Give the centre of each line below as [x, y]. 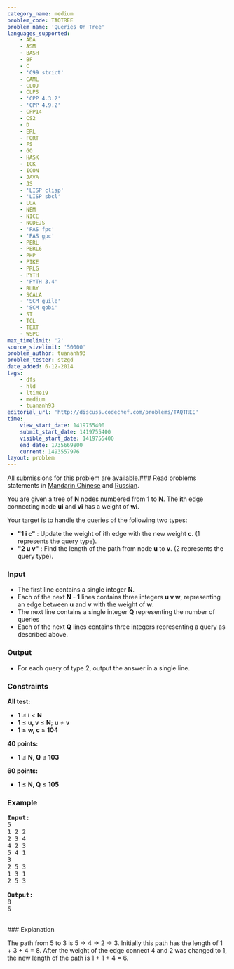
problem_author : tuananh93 [47, 353]
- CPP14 [31, 112]
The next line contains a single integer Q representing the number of [116, 612]
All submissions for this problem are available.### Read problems [102, 478]
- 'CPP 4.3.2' [40, 99]
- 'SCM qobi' [39, 308]
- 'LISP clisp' [42, 190]
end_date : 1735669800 [51, 445]
